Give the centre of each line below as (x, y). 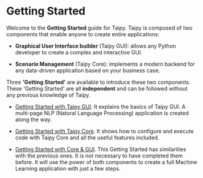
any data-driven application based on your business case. (88, 70)
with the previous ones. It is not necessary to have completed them (99, 156)
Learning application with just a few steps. (68, 168)
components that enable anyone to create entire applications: (83, 34)
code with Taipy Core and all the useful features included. (87, 138)
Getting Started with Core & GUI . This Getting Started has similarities (101, 149)
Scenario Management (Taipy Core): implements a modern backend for (105, 64)
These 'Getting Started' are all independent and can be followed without (97, 88)
